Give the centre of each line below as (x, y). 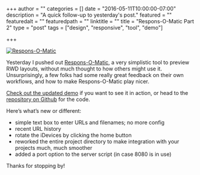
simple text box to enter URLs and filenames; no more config (90, 122)
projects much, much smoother (54, 148)
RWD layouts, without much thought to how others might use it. (84, 69)
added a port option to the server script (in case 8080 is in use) (93, 154)
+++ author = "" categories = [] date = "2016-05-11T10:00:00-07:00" (91, 9)
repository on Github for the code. (48, 99)
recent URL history (38, 129)
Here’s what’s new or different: (44, 111)
